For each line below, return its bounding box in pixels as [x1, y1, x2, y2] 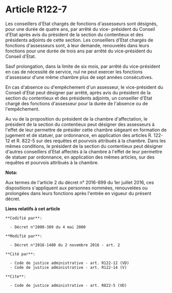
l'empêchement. [5, 106, 40, 112]
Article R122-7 [5, 4, 68, 15]
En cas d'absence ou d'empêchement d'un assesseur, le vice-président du [5, 84, 163, 90]
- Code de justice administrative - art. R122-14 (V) [10, 265, 127, 270]
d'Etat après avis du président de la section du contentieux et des [5, 31, 144, 37]
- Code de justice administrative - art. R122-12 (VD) [10, 260, 130, 265]
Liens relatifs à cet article [5, 205, 60, 211]
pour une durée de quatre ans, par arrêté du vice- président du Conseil [5, 26, 155, 32]
